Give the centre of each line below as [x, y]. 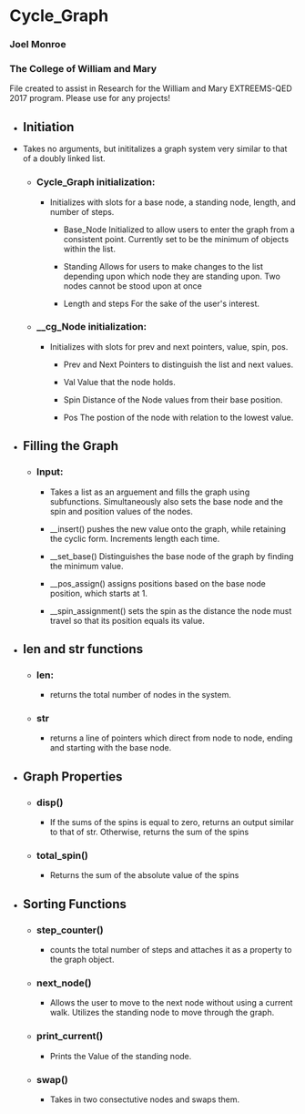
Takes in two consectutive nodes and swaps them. [145, 1099]
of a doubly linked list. [64, 158]
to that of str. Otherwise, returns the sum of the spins [149, 832]
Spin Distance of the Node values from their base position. [173, 399]
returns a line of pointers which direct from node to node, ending [171, 738]
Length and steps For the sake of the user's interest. [162, 303]
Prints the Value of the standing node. [121, 1056]
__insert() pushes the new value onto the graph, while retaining [168, 528]
